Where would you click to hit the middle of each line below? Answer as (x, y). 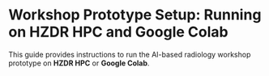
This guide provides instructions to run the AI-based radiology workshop (130, 54)
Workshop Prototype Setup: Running (135, 15)
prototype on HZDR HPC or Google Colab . (79, 63)
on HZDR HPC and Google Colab (118, 32)
